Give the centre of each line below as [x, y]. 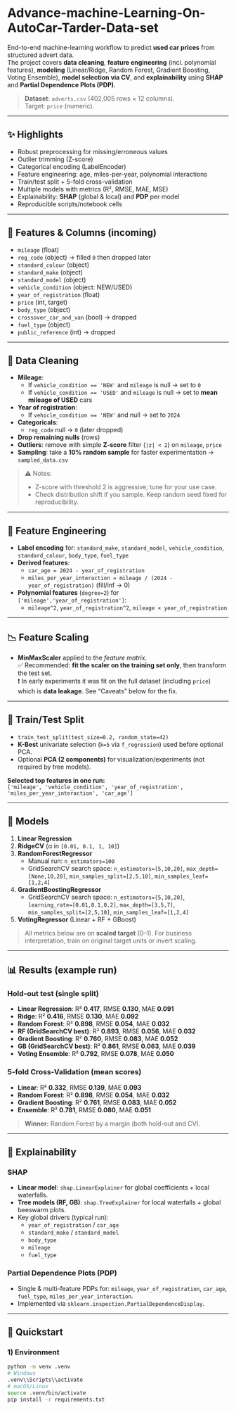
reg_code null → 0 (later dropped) [76, 430]
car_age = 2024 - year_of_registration [86, 571]
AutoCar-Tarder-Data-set [83, 28]
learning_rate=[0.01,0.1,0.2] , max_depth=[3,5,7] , [101, 904]
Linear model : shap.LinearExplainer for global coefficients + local [113, 1188]
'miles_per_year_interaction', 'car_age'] [70, 793]
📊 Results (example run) [62, 970]
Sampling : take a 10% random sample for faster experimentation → [116, 453]
